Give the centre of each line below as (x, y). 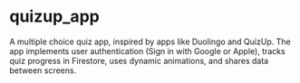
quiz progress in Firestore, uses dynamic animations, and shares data (139, 60)
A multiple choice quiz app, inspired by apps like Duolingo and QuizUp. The (150, 41)
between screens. (43, 70)
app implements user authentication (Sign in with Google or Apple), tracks (147, 51)
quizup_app (54, 17)
